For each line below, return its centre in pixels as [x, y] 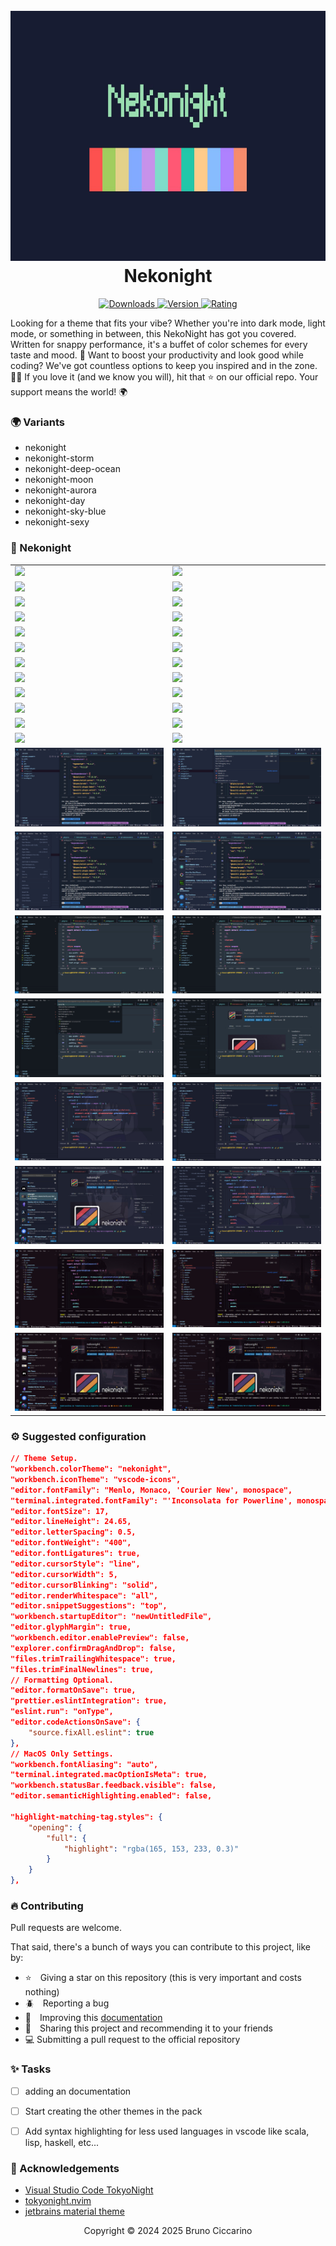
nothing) [42, 1992]
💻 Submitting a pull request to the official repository [132, 2040]
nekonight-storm [59, 458]
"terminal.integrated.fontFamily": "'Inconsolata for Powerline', [151, 1500]
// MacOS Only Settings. [62, 1754]
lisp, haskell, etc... [62, 2142]
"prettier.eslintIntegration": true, [89, 1701]
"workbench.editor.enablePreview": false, [100, 1638]
